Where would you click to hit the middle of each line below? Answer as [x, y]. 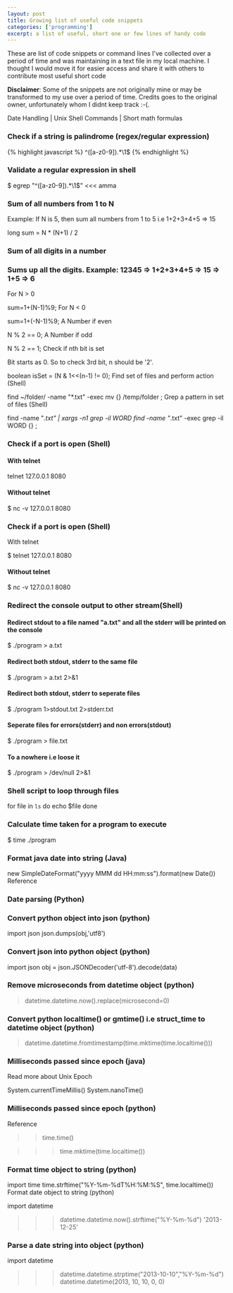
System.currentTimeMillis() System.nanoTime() [76, 1090]
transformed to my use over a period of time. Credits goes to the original [112, 97]
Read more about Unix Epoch [50, 1077]
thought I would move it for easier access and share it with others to [106, 68]
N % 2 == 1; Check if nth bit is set [56, 349]
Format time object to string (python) [72, 1169]
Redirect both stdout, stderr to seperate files [74, 693]
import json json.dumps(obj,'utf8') [56, 934]
